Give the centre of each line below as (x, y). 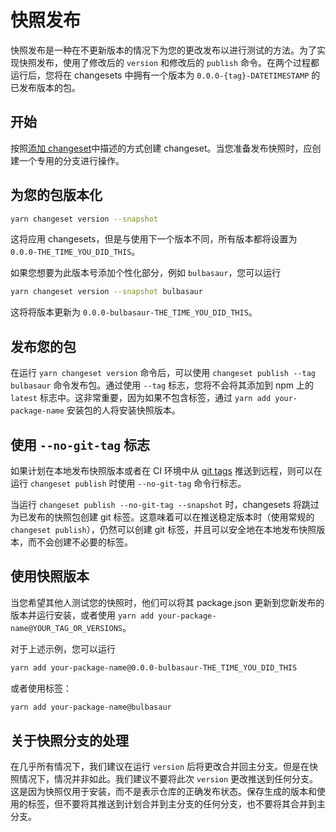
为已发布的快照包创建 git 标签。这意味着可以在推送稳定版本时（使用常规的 (162, 517)
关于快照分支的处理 (69, 740)
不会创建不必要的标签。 (84, 542)
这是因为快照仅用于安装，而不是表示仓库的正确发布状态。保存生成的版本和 (163, 792)
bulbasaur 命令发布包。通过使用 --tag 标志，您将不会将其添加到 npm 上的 (162, 385)
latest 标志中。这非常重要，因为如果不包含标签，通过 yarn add (141, 398)
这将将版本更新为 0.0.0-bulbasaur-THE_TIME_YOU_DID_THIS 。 (134, 312)
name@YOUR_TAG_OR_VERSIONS (66, 628)
